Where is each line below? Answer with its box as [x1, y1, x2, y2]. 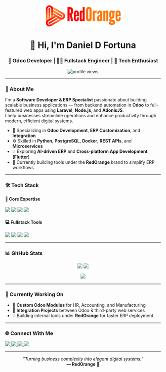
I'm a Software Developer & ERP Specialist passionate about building [5, 97, 147, 103]
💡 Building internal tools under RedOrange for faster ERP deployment [12, 312, 154, 319]
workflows [12, 165, 34, 171]
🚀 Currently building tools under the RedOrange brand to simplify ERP [12, 159, 155, 165]
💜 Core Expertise [5, 196, 41, 202]
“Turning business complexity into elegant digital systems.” [22, 356, 144, 362]
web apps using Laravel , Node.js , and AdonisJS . [23, 107, 124, 113]
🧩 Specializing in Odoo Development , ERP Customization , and [12, 128, 141, 134]
